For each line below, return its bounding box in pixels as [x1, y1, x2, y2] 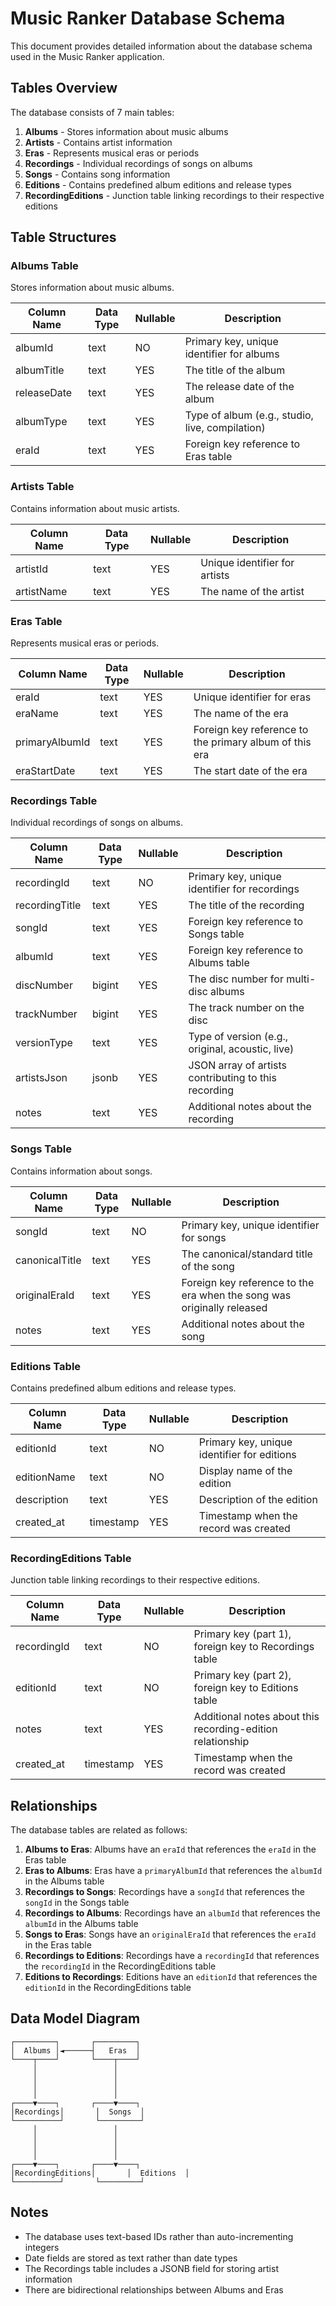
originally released [181, 1300, 268, 1314]
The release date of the [184, 380, 295, 394]
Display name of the [198, 1463, 293, 1477]
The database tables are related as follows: [10, 1824, 188, 1836]
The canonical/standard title [181, 1247, 313, 1261]
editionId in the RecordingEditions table [24, 1982, 192, 1994]
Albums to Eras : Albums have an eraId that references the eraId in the [24, 1843, 317, 1856]
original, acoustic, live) [188, 1042, 295, 1056]
